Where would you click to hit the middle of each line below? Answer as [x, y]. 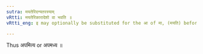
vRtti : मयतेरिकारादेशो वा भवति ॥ [39, 17]
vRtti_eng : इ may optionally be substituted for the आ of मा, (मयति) [94, 23]
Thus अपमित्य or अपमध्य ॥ [34, 45]
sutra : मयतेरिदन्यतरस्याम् [30, 12]
